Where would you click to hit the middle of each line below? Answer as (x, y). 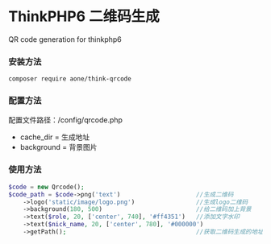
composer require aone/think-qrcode (70, 79)
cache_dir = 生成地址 (55, 137)
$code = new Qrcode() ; (46, 187)
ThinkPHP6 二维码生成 (84, 17)
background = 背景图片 (59, 147)
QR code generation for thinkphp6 (65, 39)
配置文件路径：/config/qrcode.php (66, 120)
